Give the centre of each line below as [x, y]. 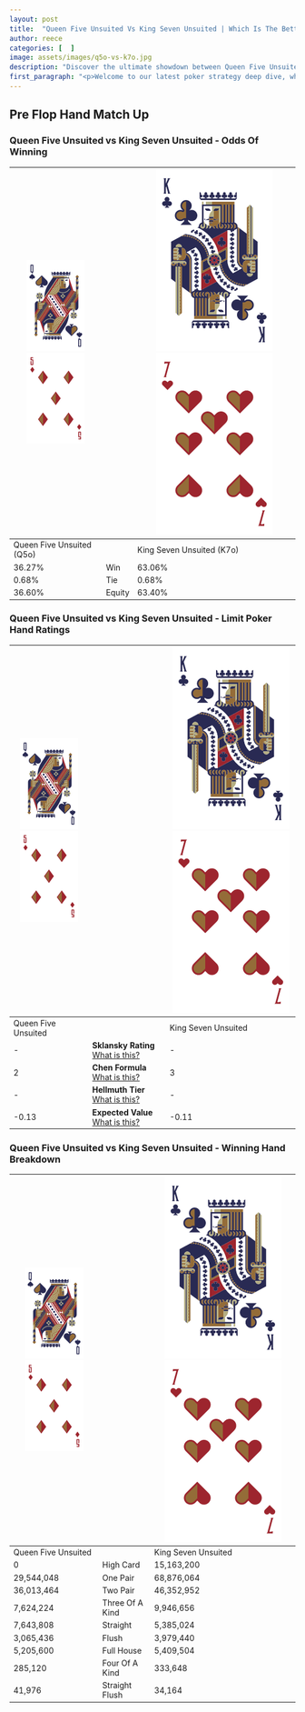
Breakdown [35, 1159]
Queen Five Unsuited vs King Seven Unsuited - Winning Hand [148, 1148]
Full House [122, 1650]
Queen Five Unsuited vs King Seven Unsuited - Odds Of [134, 141]
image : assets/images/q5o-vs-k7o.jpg [81, 58]
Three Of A [123, 1603]
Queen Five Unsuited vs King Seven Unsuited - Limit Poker [141, 618]
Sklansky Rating [123, 1045]
